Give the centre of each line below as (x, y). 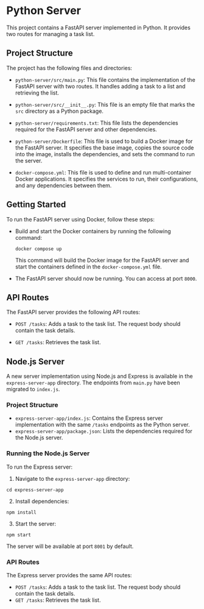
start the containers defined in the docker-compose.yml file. (89, 267)
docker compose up (38, 249)
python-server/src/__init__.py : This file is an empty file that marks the (105, 104)
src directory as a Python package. (59, 111)
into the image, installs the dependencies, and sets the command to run (105, 154)
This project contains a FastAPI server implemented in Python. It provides (98, 27)
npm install (21, 512)
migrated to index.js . (33, 389)
